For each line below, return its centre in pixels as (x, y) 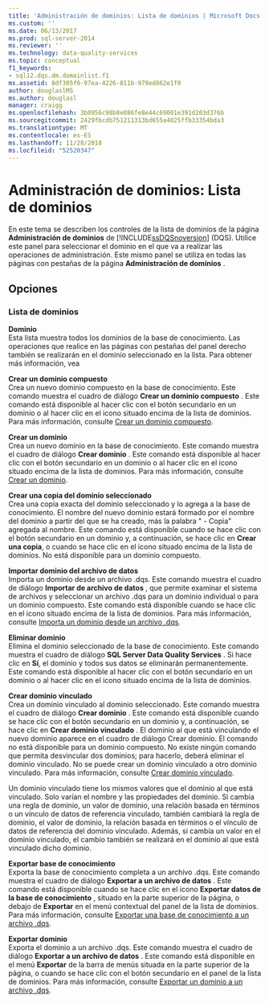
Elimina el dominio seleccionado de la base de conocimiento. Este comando (134, 646)
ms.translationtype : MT (48, 128)
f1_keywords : (30, 68)
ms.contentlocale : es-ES (50, 135)
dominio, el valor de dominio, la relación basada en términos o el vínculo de (133, 822)
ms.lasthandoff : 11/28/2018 (55, 143)
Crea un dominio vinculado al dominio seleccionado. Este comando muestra (134, 704)
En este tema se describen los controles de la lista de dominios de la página (134, 229)
